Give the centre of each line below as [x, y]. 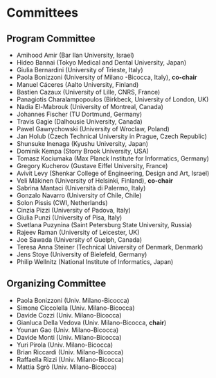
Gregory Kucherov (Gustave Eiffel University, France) [92, 166]
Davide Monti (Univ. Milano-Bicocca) [69, 337]
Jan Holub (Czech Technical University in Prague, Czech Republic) [111, 136]
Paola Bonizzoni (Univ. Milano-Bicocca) [73, 300]
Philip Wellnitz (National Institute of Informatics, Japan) [95, 262]
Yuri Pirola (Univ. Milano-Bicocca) [65, 345]
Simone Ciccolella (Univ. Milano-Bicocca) [76, 308]
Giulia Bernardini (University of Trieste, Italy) [80, 70]
